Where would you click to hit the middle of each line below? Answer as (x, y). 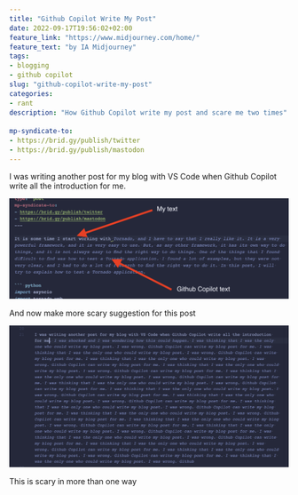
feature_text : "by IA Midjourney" (73, 47)
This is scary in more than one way (73, 481)
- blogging (29, 66)
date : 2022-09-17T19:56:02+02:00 (71, 28)
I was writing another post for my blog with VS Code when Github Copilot (143, 176)
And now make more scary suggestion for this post (103, 313)
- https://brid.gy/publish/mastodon (77, 150)
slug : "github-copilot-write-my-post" (81, 84)
